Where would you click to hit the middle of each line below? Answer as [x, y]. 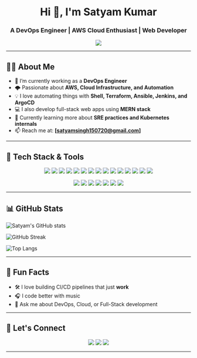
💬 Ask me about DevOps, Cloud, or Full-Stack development [86, 304]
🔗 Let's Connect [36, 328]
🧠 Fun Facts [28, 272]
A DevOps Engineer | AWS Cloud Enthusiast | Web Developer [98, 31]
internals [26, 124]
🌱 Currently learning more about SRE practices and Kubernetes [92, 118]
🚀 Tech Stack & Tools [45, 157]
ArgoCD [25, 103]
